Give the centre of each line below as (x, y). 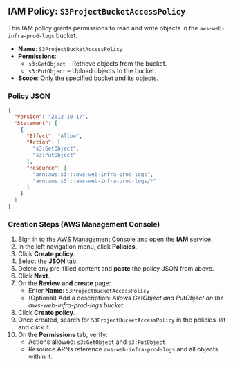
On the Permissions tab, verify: (63, 335)
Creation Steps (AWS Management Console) (84, 224)
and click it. (34, 327)
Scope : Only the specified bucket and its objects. (88, 78)
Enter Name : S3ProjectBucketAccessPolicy (89, 291)
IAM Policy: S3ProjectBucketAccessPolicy (97, 11)
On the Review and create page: (64, 283)
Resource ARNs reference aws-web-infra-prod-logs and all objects (123, 349)
